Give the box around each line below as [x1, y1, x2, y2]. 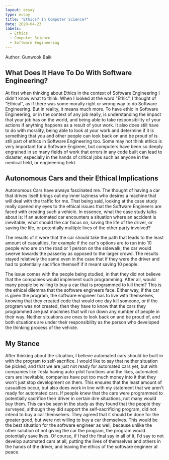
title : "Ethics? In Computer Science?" [5, 17, 89, 22]
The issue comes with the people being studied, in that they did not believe [5, 271, 161, 277]
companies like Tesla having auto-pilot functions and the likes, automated [5, 369, 158, 375]
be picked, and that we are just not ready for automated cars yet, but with [5, 363, 157, 369]
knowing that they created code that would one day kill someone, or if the [5, 298, 158, 304]
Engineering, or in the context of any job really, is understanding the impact [5, 111, 161, 117]
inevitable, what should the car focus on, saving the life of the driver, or [5, 220, 153, 226]
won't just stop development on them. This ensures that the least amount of [5, 379, 162, 385]
